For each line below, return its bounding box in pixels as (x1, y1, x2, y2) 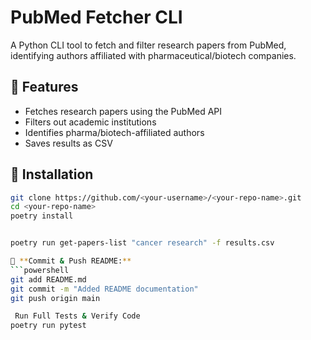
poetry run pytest (10, 321, 87, 331)
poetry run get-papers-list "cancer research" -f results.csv (10, 238, 275, 248)
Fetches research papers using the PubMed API (24, 105, 223, 117)
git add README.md (10, 274, 87, 285)
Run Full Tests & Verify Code (14, 311, 141, 321)
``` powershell (10, 265, 70, 275)
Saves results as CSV (24, 137, 113, 149)
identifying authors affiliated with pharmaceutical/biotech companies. (10, 49, 297, 61)
